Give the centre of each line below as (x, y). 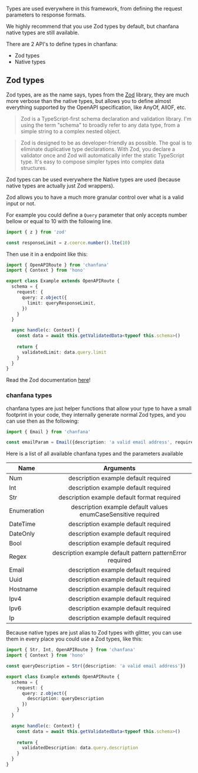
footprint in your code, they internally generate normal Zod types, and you (96, 414)
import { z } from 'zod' (37, 232)
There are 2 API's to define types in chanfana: (62, 44)
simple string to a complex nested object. (71, 131)
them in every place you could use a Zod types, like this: (75, 639)
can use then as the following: (43, 421)
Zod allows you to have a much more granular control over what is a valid (95, 197)
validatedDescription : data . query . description (80, 748)
